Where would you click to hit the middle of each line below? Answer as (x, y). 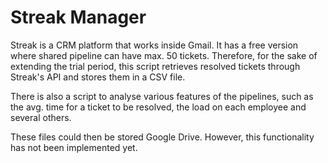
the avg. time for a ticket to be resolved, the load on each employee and (158, 107)
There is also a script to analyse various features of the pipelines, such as (162, 96)
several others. (41, 117)
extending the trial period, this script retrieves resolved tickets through (155, 66)
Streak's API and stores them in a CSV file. (98, 77)
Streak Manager (78, 17)
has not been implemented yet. (74, 147)
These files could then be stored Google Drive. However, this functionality (162, 137)
